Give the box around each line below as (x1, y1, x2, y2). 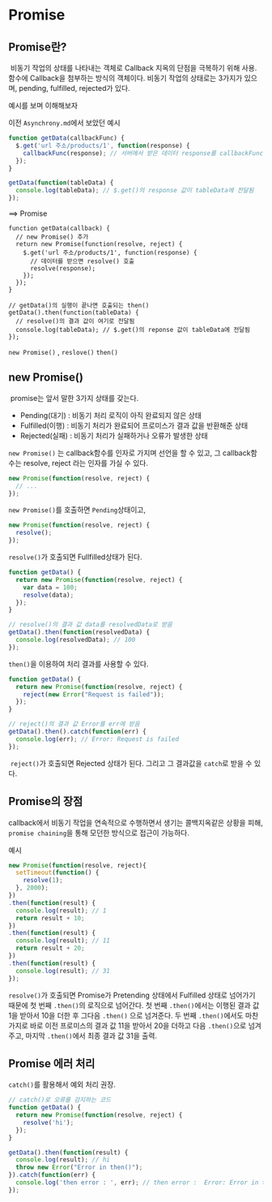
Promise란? (8, 40, 67, 54)
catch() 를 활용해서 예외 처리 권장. (8, 1079, 116, 1089)
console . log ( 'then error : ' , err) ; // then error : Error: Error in (15, 1178, 259, 1187)
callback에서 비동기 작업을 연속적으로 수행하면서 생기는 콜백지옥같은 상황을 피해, (8, 817, 263, 827)
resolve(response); (29, 265, 96, 273)
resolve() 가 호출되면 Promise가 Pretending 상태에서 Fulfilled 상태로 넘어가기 (8, 990, 256, 1000)
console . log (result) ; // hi (15, 1156, 111, 1164)
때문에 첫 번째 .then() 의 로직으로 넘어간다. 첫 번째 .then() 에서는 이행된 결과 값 (8, 1000, 260, 1010)
